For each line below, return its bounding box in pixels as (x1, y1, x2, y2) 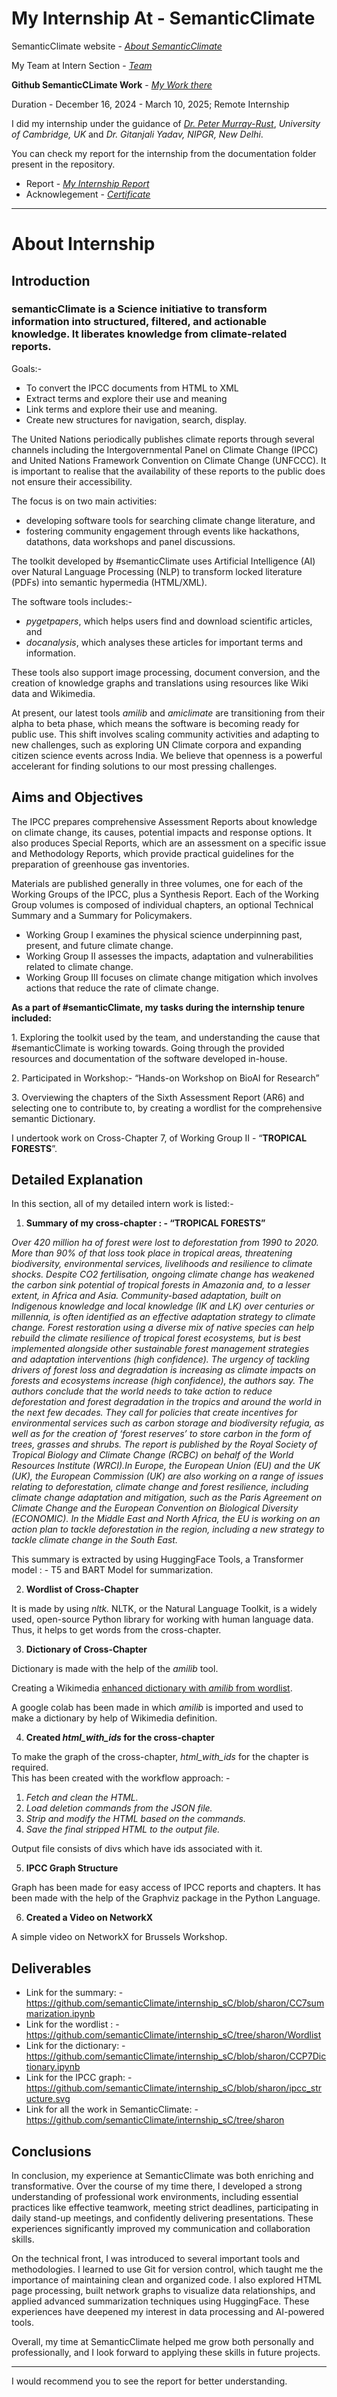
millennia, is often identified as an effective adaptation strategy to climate (11, 1311, 316, 1323)
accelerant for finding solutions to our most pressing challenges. (11, 760, 278, 772)
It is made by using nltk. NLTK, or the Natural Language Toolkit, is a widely (11, 1603, 318, 1615)
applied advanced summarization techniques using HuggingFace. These (11, 2295, 310, 2307)
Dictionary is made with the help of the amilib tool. (11, 1663, 219, 1675)
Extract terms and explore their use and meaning (25, 392, 228, 404)
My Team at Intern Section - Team (11, 59, 153, 71)
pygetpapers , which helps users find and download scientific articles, (25, 615, 313, 627)
